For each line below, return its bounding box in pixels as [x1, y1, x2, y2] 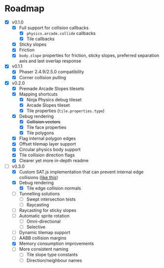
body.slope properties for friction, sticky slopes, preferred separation [19, 53, 160, 59]
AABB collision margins [19, 235, 67, 241]
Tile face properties [26, 124, 66, 130]
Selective [26, 224, 45, 230]
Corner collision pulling [19, 74, 66, 80]
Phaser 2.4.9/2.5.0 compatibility [19, 69, 84, 75]
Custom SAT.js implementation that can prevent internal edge [19, 169, 144, 175]
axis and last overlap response [19, 58, 82, 64]
